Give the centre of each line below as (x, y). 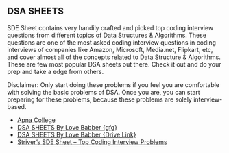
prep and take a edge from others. (56, 71)
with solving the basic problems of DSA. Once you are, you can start (104, 92)
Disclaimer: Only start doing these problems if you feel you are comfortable (113, 84)
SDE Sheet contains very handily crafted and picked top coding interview (110, 27)
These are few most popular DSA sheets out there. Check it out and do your (114, 64)
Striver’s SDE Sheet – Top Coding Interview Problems (92, 142)
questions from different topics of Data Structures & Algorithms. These (107, 35)
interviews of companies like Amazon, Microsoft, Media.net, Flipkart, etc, (110, 49)
